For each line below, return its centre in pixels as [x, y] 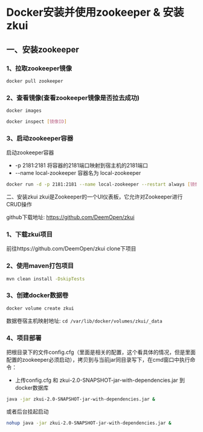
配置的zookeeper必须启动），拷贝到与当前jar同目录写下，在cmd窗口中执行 [98, 359]
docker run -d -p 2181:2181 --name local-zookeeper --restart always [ [98, 185]
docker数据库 [32, 387]
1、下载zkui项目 [30, 234]
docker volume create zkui [40, 308]
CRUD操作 [19, 204]
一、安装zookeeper [43, 49]
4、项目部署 [24, 338]
